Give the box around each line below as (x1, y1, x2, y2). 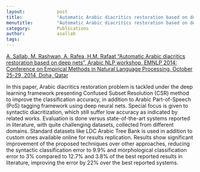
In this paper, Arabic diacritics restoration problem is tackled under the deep (6, 83, 193, 90)
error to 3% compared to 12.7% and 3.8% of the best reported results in (6, 153, 183, 160)
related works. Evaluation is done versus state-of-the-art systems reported (6, 115, 190, 122)
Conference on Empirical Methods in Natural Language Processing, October (6, 65, 193, 72)
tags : (6, 36, 20, 42)
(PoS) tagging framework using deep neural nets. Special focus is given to (6, 102, 189, 109)
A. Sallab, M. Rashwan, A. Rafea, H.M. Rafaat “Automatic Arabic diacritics (6, 53, 186, 60)
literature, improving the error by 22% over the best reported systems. (6, 159, 179, 166)
